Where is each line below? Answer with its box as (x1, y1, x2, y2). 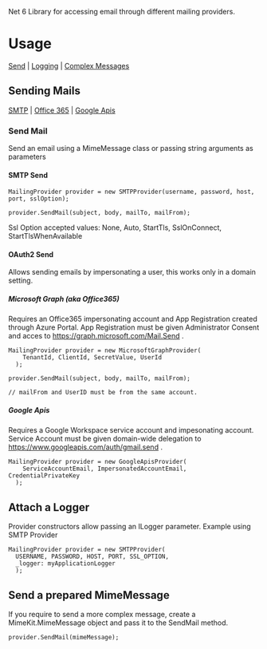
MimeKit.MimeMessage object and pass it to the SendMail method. (8, 618, 229, 627)
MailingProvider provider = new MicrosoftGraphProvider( (8, 346, 202, 354)
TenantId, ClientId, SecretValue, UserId (22, 354, 162, 362)
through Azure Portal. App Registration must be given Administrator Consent (8, 323, 260, 332)
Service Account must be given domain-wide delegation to (8, 434, 202, 444)
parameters (8, 152, 46, 162)
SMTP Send (8, 170, 48, 180)
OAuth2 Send (8, 249, 54, 259)
